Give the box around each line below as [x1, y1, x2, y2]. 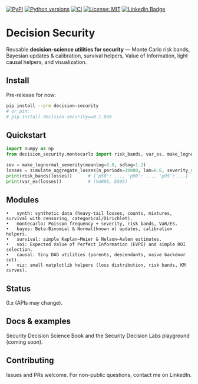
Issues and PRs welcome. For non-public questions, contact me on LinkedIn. [6, 371, 192, 378]
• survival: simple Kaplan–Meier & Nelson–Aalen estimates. [6, 237, 162, 243]
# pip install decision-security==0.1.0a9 [6, 114, 112, 120]
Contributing [6, 356, 54, 366]
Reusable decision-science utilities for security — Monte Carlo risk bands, [6, 46, 190, 53]
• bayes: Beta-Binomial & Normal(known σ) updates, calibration [6, 226, 173, 232]
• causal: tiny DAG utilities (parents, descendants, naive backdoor [6, 252, 186, 258]
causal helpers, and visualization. [6, 58, 87, 65]
